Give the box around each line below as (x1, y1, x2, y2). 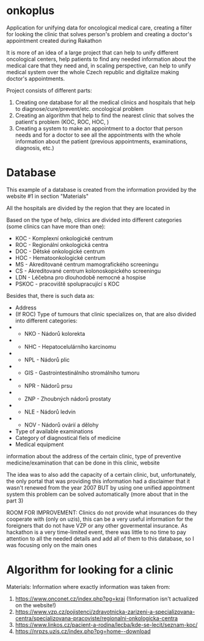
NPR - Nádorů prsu (24, 382, 73, 389)
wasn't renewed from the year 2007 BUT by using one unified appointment (6, 484, 195, 491)
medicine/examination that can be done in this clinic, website (6, 459, 160, 466)
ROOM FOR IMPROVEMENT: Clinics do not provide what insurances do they (6, 509, 197, 516)
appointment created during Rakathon (6, 37, 102, 44)
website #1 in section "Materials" (6, 192, 89, 200)
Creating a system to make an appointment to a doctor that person (15, 124, 183, 132)
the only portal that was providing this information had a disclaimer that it (6, 477, 191, 485)
